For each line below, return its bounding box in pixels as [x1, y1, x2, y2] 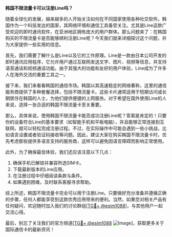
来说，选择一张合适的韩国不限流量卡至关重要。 [5, 102, 104, 107]
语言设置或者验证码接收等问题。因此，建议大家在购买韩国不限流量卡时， [9, 132, 162, 138]
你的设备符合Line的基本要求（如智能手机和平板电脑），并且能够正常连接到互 [5, 119, 165, 125]
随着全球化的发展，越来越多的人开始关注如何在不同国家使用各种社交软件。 [5, 16, 162, 22]
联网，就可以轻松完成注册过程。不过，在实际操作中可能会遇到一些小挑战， [5, 125, 162, 131]
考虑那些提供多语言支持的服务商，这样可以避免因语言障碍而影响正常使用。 [9, 138, 167, 144]
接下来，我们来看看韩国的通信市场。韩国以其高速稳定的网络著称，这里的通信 [5, 82, 167, 89]
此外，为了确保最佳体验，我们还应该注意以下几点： [5, 149, 113, 155]
